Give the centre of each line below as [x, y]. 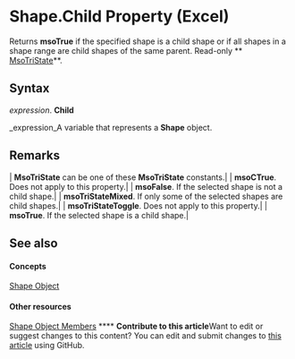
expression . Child [42, 110]
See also [34, 243]
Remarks [35, 155]
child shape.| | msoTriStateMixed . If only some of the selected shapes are [146, 196]
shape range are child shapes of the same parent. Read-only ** [126, 50]
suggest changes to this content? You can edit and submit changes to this [145, 336]
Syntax [29, 88]
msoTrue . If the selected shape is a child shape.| [99, 215]
